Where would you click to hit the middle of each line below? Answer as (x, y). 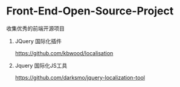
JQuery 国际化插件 (38, 41)
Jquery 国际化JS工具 (41, 65)
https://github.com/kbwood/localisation (64, 53)
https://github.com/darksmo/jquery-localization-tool (80, 77)
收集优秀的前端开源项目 (35, 28)
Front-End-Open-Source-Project (90, 11)
